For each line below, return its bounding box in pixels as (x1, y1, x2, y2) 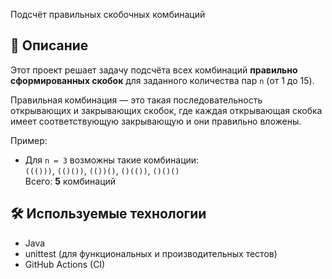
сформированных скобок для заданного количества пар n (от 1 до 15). (10, 74, 315, 86)
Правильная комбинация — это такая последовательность (10, 94, 263, 106)
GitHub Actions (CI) (24, 258, 106, 270)
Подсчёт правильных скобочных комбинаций (10, 9, 206, 20)
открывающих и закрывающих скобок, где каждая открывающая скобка (10, 104, 323, 116)
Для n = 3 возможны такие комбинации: (24, 154, 200, 166)
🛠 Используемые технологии (10, 205, 207, 223)
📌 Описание (10, 37, 89, 54)
